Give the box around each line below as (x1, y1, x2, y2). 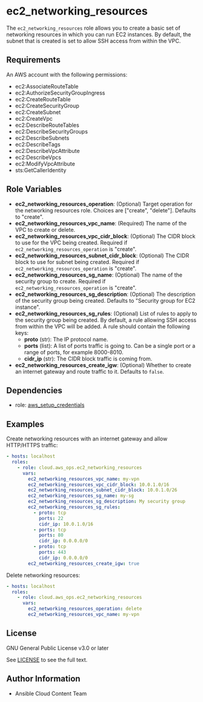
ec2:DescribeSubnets (15, 134, 70, 141)
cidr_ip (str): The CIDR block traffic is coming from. (24, 355, 153, 362)
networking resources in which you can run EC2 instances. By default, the (6, 30, 191, 38)
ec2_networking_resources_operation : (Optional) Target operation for (15, 200, 193, 208)
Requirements (6, 55, 61, 65)
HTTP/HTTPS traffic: (6, 442, 58, 449)
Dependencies (6, 385, 62, 396)
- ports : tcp (33, 527, 67, 533)
